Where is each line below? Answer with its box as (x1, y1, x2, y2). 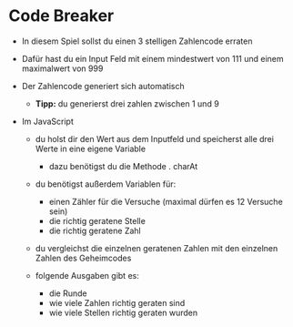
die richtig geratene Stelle (48, 215, 146, 226)
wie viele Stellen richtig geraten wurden (48, 307, 198, 318)
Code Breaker (8, 5, 115, 26)
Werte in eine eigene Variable (35, 143, 146, 154)
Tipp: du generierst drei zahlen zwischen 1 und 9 (35, 97, 219, 109)
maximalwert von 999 (21, 63, 104, 74)
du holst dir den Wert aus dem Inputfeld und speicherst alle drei (35, 133, 275, 144)
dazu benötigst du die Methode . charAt (48, 160, 198, 171)
